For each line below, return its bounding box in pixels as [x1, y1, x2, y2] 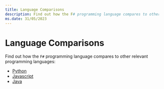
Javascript [12, 73, 34, 79]
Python [12, 68, 27, 74]
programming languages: [5, 59, 56, 65]
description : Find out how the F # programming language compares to [5, 12, 147, 17]
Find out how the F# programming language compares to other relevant [5, 53, 148, 59]
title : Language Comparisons [5, 7, 64, 12]
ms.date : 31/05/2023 [5, 16, 47, 21]
